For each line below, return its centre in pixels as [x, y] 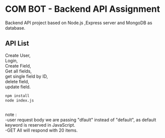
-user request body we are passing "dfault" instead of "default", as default [81, 120]
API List [17, 44]
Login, [12, 61]
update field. [18, 87]
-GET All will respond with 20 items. [41, 130]
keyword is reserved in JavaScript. [40, 125]
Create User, [18, 55]
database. [15, 28]
